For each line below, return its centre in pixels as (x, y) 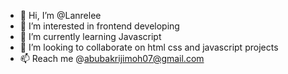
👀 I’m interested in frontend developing (99, 26)
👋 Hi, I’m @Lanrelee (60, 15)
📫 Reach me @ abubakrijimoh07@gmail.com (112, 58)
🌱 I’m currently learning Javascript (90, 36)
